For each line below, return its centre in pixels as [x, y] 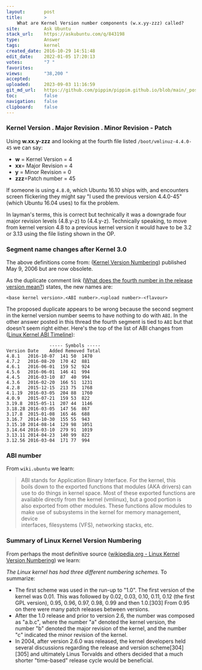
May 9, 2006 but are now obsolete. [50, 269]
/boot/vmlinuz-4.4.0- [165, 141]
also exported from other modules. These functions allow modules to [106, 506]
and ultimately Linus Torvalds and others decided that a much [106, 654]
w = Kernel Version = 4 [44, 159]
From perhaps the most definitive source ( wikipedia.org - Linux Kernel [93, 554]
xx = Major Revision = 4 [44, 166]
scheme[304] [167, 647]
